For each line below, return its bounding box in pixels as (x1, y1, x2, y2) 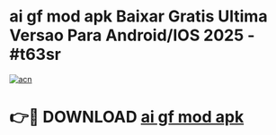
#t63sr (9, 45, 61, 64)
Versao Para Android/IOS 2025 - (9, 25, 255, 46)
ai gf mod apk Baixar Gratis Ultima (9, 6, 268, 27)
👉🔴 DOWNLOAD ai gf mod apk (9, 107, 245, 127)
